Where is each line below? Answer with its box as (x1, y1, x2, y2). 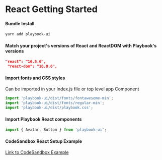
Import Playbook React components (5, 116, 82, 122)
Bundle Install (5, 20, 35, 26)
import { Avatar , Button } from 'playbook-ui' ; (5, 127, 107, 132)
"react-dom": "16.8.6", (7, 64, 57, 69)
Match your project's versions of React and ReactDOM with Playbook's (5, 42, 157, 48)
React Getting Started (5, 4, 98, 15)
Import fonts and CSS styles (5, 75, 65, 81)
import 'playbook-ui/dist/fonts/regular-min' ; (5, 100, 105, 105)
